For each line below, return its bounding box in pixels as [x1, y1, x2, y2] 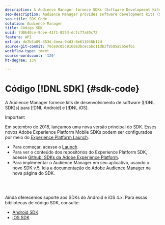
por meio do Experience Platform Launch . [5, 134, 89, 141]
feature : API [5, 35, 32, 40]
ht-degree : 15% [5, 58, 36, 63]
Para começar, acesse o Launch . [12, 144, 79, 150]
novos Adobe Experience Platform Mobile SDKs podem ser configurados [5, 129, 152, 135]
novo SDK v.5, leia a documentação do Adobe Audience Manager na [12, 165, 151, 171]
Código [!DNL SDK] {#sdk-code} [5, 83, 140, 94]
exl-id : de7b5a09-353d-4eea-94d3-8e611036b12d [5, 39, 102, 44]
